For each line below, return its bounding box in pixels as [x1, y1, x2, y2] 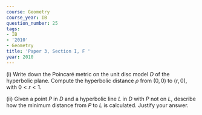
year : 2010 [6, 54, 34, 60]
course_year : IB [6, 15, 47, 21]
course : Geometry [6, 8, 50, 15]
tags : [6, 25, 20, 32]
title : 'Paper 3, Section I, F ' [6, 48, 91, 54]
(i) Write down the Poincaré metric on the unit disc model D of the [6, 70, 170, 77]
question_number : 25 [6, 20, 59, 26]
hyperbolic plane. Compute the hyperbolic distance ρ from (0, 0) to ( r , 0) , [6, 77, 187, 84]
